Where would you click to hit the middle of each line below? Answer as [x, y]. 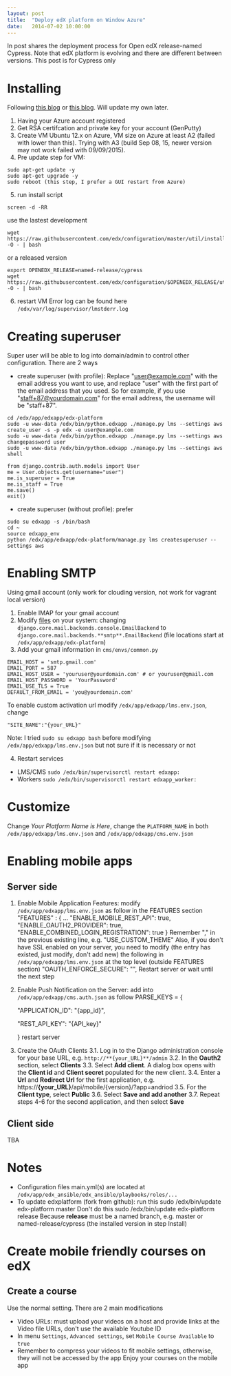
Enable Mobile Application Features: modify [79, 903]
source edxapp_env [33, 534]
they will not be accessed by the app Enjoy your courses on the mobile [117, 1357]
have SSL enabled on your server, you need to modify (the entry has [114, 947]
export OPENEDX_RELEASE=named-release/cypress [75, 270]
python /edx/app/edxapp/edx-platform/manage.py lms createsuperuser [107, 540]
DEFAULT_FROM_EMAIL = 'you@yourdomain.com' [70, 692]
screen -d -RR [27, 207]
